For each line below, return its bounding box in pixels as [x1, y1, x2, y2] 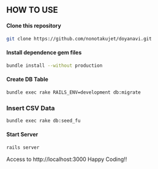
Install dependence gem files [6, 49, 82, 56]
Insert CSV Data [6, 103, 55, 112]
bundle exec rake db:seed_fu [6, 118, 81, 124]
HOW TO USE [6, 5, 58, 15]
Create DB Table [6, 76, 49, 83]
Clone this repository [6, 21, 61, 29]
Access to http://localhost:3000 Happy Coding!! [6, 156, 127, 163]
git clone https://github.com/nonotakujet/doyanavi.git [6, 36, 152, 42]
